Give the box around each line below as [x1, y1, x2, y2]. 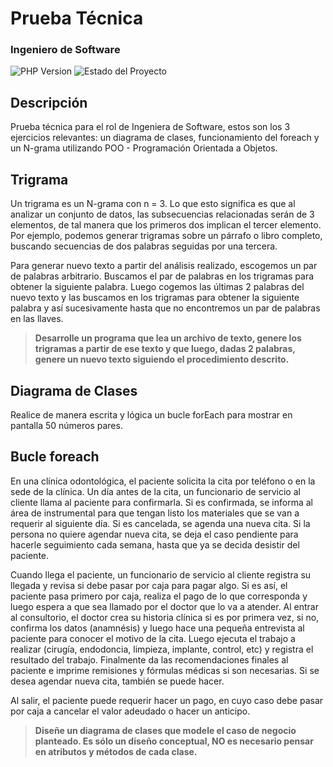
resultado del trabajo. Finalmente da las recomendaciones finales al [10, 653, 289, 666]
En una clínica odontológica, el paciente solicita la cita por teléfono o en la [10, 475, 316, 487]
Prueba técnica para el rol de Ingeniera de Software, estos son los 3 [10, 121, 291, 133]
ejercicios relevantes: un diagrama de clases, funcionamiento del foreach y [10, 132, 320, 144]
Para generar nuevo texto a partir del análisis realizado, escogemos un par [10, 260, 318, 272]
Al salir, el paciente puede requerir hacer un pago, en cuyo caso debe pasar [10, 694, 324, 706]
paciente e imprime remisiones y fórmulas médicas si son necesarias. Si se [10, 664, 320, 676]
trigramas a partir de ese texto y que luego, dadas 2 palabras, [34, 343, 296, 355]
